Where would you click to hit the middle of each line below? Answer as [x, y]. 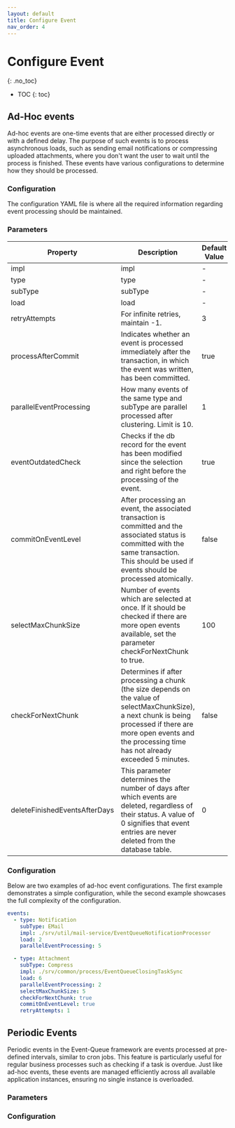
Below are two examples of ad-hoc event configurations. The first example [115, 886]
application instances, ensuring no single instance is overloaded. [101, 1079]
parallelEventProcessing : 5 [60, 946]
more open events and [157, 733]
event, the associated [156, 508]
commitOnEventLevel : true [58, 1004]
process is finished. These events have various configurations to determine [116, 163]
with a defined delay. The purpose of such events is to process [98, 141]
